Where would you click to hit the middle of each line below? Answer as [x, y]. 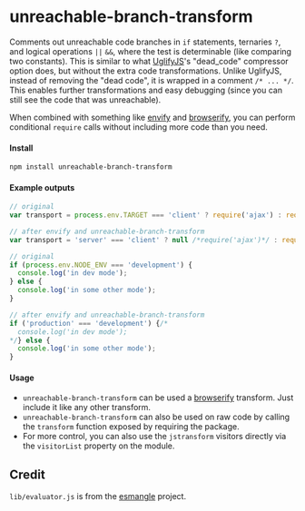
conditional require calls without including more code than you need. [138, 127]
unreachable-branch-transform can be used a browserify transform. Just [158, 398]
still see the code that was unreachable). [85, 99]
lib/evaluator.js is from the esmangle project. [98, 496]
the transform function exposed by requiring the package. [131, 427]
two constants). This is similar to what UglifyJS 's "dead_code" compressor [149, 61]
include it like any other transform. [87, 408]
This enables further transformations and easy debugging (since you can [146, 90]
